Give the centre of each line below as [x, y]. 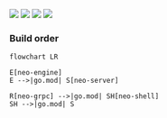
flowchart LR [34, 57]
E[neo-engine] [36, 73]
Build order [34, 38]
